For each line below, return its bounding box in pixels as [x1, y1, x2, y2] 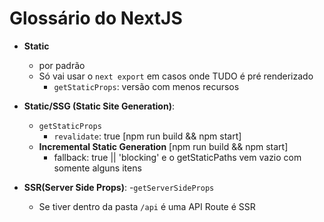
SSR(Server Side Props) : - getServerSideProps [23, 181, 215, 193]
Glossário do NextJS [9, 7, 183, 30]
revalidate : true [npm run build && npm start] [53, 130, 242, 142]
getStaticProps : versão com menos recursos [53, 80, 240, 92]
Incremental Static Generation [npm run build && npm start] [38, 140, 289, 152]
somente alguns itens [53, 162, 142, 174]
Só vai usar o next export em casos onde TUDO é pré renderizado [38, 70, 314, 82]
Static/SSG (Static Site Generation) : [23, 100, 175, 112]
